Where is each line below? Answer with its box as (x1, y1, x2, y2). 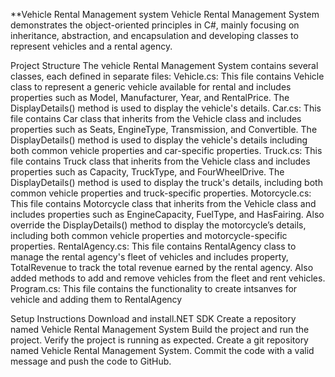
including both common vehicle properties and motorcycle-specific (10, 230, 288, 241)
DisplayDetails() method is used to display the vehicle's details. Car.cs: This (10, 102, 322, 114)
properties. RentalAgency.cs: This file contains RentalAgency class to (10, 240, 297, 252)
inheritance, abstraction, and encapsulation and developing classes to (10, 30, 299, 41)
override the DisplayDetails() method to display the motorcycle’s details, (10, 219, 307, 231)
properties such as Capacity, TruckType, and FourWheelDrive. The (10, 166, 285, 178)
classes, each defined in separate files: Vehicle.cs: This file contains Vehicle (10, 70, 325, 82)
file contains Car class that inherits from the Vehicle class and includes (10, 113, 302, 124)
